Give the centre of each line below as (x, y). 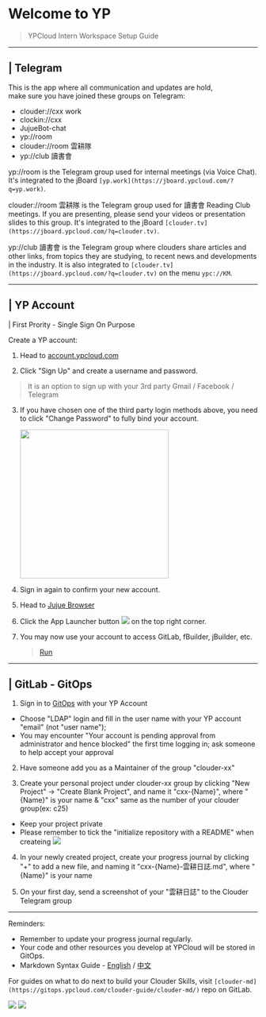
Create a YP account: (43, 340)
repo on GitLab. (227, 990)
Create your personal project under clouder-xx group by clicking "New (135, 784)
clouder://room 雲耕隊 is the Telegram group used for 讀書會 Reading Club (129, 205)
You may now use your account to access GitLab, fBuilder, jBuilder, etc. (136, 637)
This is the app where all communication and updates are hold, (111, 87)
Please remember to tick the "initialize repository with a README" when (137, 832)
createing (35, 842)
